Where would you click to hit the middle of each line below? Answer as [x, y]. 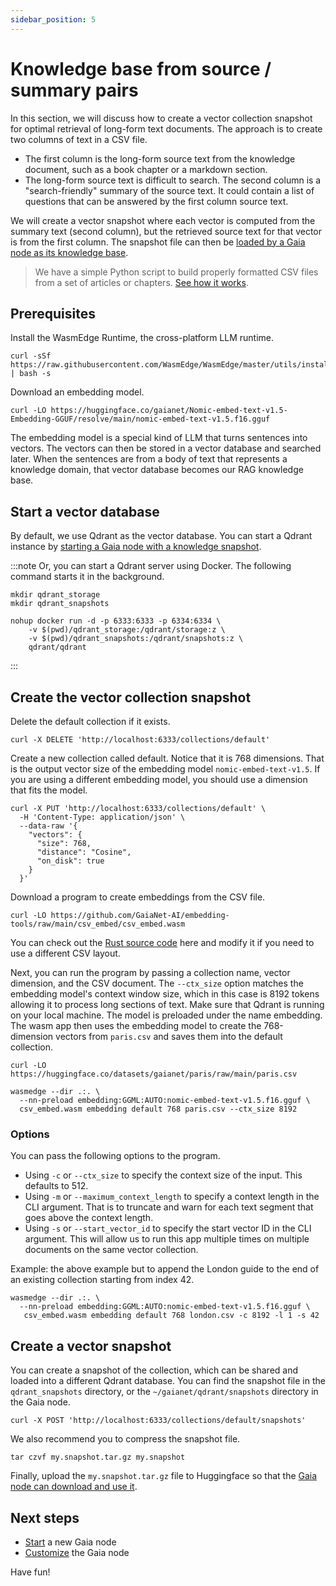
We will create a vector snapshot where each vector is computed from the [163, 220]
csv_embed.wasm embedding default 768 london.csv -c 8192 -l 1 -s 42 [171, 1316]
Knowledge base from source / [141, 68]
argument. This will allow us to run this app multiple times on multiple [167, 1239]
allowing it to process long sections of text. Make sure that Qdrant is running [167, 1004]
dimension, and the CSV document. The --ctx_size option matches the [157, 983]
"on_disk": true [70, 861]
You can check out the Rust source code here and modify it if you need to [162, 942]
